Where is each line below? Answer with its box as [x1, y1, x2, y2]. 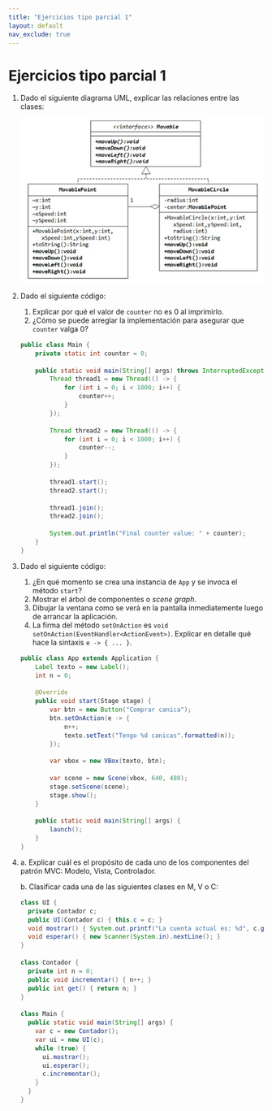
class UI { [19, 898, 58, 906]
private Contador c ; [28, 907, 97, 915]
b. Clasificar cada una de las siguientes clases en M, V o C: [19, 882, 219, 892]
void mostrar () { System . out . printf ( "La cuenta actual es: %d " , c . [28, 924, 261, 932]
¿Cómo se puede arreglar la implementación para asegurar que [32, 315, 245, 325]
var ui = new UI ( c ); [35, 1035, 105, 1044]
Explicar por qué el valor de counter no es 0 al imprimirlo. [32, 306, 225, 316]
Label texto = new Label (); [35, 662, 130, 671]
